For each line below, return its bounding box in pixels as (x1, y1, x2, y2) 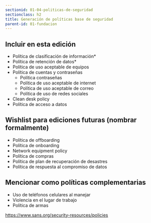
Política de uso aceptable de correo (20, 85, 94, 91)
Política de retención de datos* (12, 59, 77, 65)
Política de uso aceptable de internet (20, 80, 96, 86)
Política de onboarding (12, 142, 59, 148)
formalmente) (5, 124, 49, 132)
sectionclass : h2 (5, 12, 42, 17)
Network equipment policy (12, 148, 68, 154)
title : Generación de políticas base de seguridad (5, 17, 113, 22)
